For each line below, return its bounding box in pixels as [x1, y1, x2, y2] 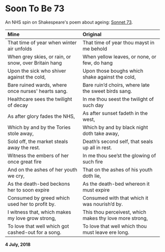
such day [82, 102, 104, 109]
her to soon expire [7, 186, 50, 193]
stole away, [7, 130, 34, 137]
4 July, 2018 [5, 241, 31, 247]
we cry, [7, 172, 25, 179]
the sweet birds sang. [82, 87, 133, 94]
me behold [82, 45, 107, 52]
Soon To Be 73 [5, 3, 65, 14]
